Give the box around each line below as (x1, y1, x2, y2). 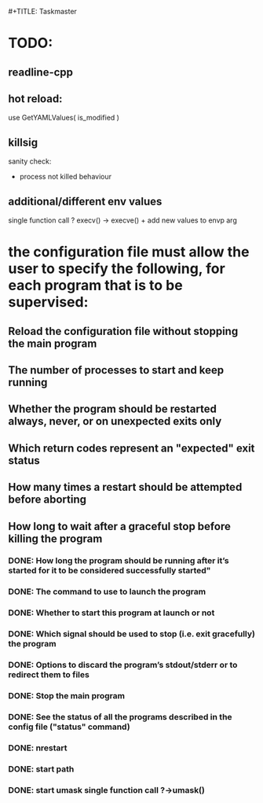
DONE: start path (8, 763, 75, 774)
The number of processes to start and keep (8, 363, 225, 377)
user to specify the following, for (8, 260, 225, 278)
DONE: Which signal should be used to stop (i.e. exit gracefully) (8, 628, 255, 639)
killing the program (8, 532, 103, 545)
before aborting (8, 493, 87, 506)
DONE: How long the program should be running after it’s (8, 555, 229, 566)
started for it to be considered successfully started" (8, 565, 211, 576)
